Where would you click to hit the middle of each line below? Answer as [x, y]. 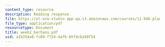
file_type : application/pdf [34, 23]
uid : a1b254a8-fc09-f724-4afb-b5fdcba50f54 [50, 37]
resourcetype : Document [29, 28]
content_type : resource [29, 10]
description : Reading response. [38, 14]
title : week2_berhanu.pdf [31, 32]
